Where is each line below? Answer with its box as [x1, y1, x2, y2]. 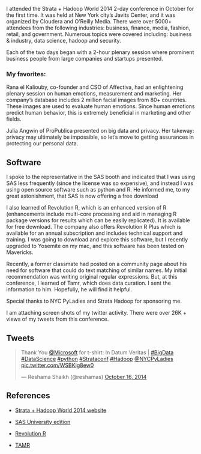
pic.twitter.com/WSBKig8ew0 [20, 362, 94, 369]
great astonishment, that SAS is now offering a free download [6, 192, 158, 200]
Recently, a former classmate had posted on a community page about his [6, 261, 187, 268]
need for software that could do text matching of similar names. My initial [6, 267, 187, 274]
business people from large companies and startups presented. [6, 55, 163, 62]
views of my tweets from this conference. [6, 315, 109, 323]
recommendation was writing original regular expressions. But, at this [6, 273, 178, 280]
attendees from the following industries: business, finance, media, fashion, [6, 24, 191, 31]
